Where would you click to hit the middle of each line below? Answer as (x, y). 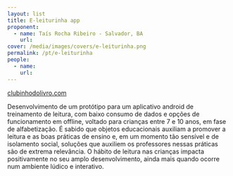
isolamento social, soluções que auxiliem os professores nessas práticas (113, 144)
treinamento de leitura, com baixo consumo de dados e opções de (103, 114)
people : (19, 60)
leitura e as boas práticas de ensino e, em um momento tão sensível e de (113, 136)
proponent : (23, 27)
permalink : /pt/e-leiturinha (50, 54)
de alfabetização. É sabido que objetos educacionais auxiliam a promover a (117, 129)
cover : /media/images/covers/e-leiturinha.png (77, 46)
